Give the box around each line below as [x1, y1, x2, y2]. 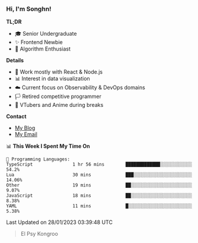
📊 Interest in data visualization [14, 75, 90, 82]
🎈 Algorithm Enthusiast [14, 45, 71, 52]
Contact [6, 113, 27, 120]
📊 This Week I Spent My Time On [6, 143, 90, 150]
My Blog [14, 124, 36, 132]
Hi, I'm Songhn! [6, 5, 52, 13]
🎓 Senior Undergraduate [14, 30, 77, 37]
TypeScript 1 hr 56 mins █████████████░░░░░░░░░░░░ [6, 162, 193, 168]
